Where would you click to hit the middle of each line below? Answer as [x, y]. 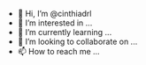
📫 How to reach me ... [58, 51]
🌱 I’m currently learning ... [65, 32]
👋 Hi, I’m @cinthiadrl [54, 14]
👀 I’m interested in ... [55, 23]
